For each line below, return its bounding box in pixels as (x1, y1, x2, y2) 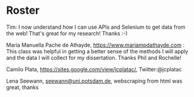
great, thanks (6, 83, 39, 90)
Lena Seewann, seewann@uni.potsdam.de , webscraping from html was (6, 77, 183, 84)
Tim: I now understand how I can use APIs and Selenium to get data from (6, 23, 186, 31)
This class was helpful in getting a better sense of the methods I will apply (6, 47, 189, 54)
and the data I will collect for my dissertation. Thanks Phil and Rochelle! (6, 54, 181, 61)
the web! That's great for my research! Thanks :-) (6, 29, 128, 37)
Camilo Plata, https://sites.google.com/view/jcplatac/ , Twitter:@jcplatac (6, 65, 182, 72)
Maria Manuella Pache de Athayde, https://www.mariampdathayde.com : (6, 41, 185, 48)
